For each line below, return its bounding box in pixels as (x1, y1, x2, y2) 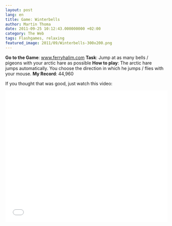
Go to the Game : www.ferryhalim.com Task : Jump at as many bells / (5, 54, 149, 60)
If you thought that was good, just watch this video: (5, 80, 113, 86)
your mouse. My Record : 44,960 (5, 71, 74, 77)
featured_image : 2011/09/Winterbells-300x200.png (5, 41, 113, 46)
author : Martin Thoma (5, 21, 51, 27)
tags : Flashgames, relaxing (5, 36, 65, 41)
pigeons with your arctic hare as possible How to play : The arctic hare (5, 59, 152, 66)
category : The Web (5, 31, 44, 36)
